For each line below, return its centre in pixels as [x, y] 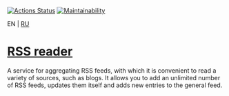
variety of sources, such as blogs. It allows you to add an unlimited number [114, 77]
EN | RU [18, 24]
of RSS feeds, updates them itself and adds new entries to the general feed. [115, 85]
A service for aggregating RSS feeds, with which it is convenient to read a [112, 70]
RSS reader [40, 52]
